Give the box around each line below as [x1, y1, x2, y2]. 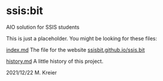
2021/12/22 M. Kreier [6, 69, 57, 76]
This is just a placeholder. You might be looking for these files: [6, 35, 158, 42]
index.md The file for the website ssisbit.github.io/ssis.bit [6, 46, 145, 53]
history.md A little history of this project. [6, 58, 103, 65]
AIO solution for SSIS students [6, 23, 80, 31]
